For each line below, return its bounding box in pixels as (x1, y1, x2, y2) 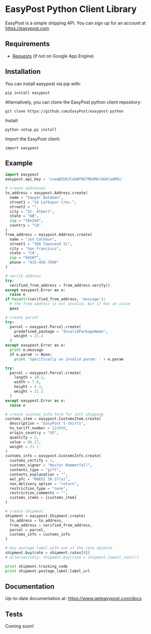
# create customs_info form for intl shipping (5, 412, 104, 417)
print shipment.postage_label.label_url (5, 568, 91, 574)
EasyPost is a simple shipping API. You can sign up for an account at (5, 20, 146, 26)
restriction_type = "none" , (9, 486, 68, 491)
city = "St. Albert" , (9, 209, 55, 214)
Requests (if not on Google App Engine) (12, 53, 94, 59)
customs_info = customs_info (9, 532, 70, 537)
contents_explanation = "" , (9, 472, 68, 477)
